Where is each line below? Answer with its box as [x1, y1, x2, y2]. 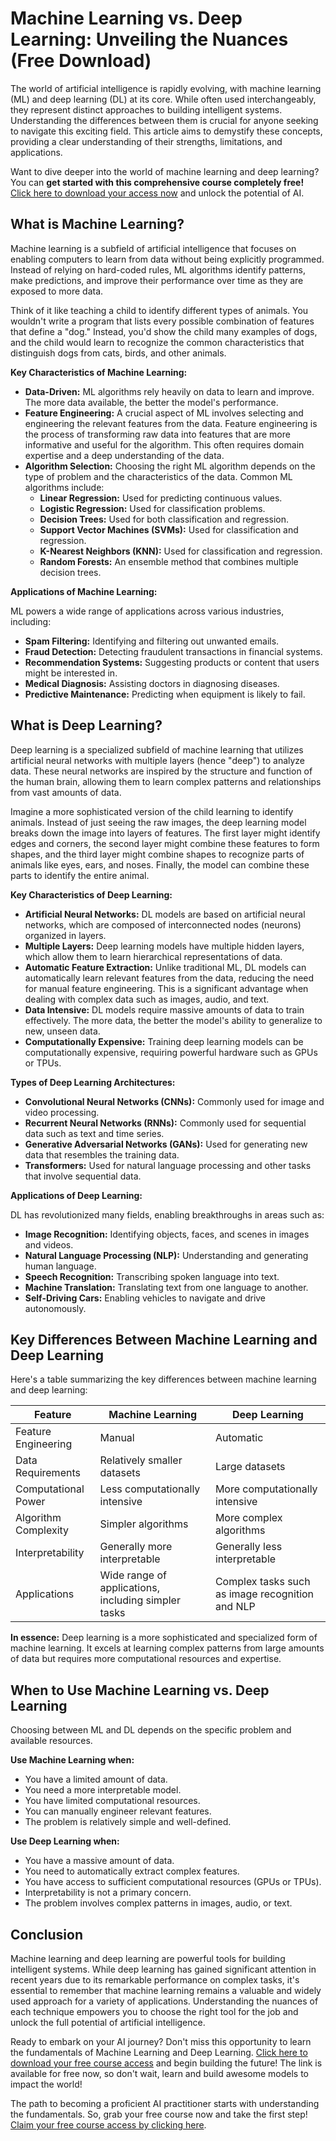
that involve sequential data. [24, 1170, 142, 1182]
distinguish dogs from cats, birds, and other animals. [10, 347, 227, 359]
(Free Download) [10, 50, 152, 72]
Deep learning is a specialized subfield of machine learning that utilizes [10, 743, 304, 756]
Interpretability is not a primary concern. [24, 1887, 192, 1899]
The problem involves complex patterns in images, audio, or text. [24, 1897, 293, 1909]
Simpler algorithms [99, 1517, 189, 1531]
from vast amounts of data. [10, 786, 122, 798]
